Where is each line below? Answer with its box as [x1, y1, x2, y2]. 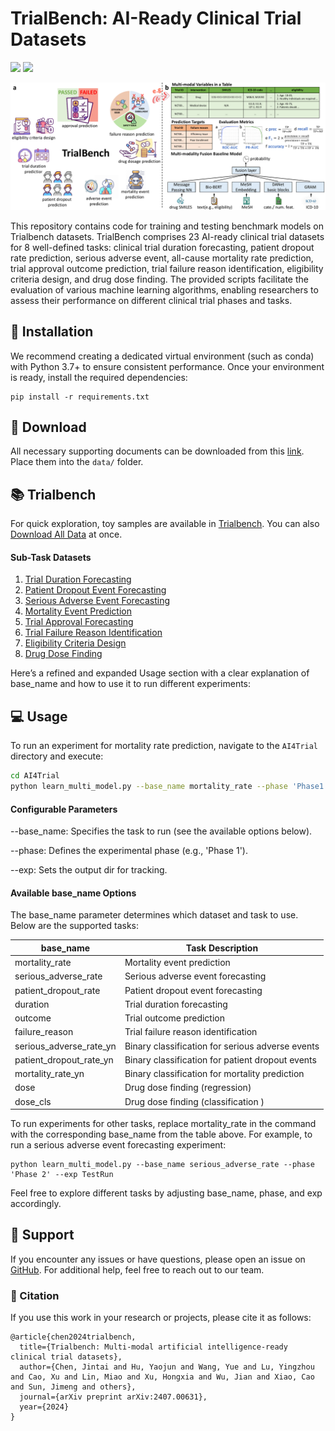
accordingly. [10, 1198, 62, 1210]
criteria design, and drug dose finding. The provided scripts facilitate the [10, 273, 309, 285]
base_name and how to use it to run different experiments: [10, 678, 252, 690]
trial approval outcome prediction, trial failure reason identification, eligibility [10, 262, 324, 274]
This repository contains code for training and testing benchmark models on [10, 220, 324, 232]
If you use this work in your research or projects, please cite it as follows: [10, 1312, 312, 1324]
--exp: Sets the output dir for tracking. [10, 864, 168, 876]
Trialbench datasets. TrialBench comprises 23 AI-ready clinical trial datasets [10, 230, 325, 242]
